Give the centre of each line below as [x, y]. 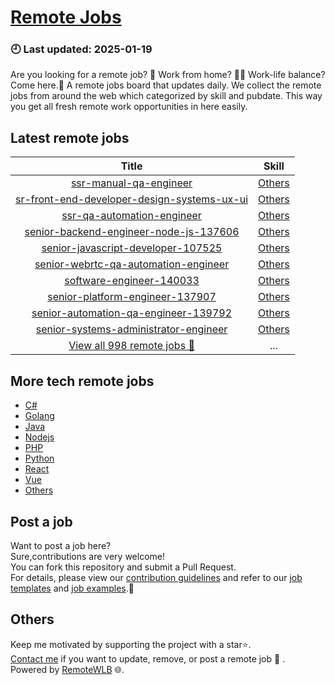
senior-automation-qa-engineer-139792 [132, 313]
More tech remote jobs [82, 381]
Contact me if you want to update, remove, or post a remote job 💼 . [148, 658]
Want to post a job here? [61, 545]
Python [39, 458]
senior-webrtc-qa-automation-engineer [132, 264]
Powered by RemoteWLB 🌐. [67, 669]
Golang [39, 416]
